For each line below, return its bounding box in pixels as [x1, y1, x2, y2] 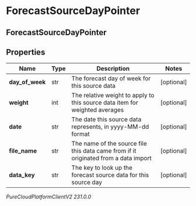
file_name [9, 147, 37, 155]
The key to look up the [71, 164, 133, 172]
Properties [6, 47, 45, 57]
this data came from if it [71, 147, 136, 155]
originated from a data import [71, 154, 152, 162]
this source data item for [71, 98, 138, 107]
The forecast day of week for [71, 74, 151, 83]
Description [96, 64, 130, 73]
